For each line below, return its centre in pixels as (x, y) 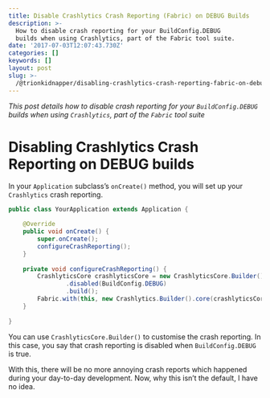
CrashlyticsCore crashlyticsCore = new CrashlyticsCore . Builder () (151, 277)
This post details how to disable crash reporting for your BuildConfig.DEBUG (133, 106)
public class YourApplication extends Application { (98, 210)
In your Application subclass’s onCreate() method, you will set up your (126, 187)
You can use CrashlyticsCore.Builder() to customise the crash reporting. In (135, 336)
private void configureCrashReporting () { (95, 269)
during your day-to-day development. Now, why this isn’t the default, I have (133, 378)
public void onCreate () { (66, 232)
